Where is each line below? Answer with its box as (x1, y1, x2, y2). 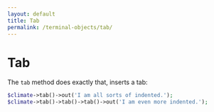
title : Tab (7, 17, 40, 24)
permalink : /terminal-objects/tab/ (7, 24, 113, 31)
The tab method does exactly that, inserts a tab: (7, 78, 148, 86)
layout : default (7, 10, 55, 18)
